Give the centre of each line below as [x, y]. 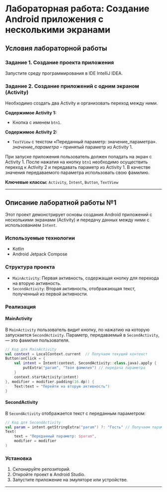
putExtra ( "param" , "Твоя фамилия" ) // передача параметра [84, 368]
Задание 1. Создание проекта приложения [60, 62]
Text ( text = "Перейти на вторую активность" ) [62, 386]
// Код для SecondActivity [33, 422]
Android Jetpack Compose [40, 254]
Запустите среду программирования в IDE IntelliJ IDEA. [64, 73]
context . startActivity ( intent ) [46, 377]
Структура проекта [30, 267]
